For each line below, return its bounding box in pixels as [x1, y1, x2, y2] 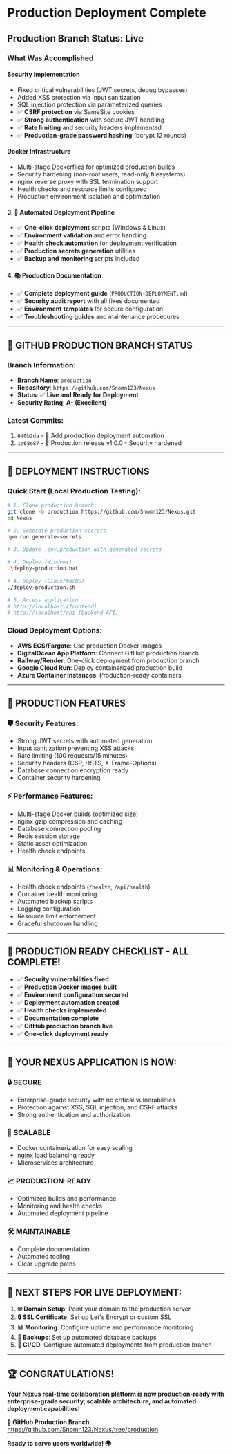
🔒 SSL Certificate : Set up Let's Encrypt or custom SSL [17, 1313, 172, 1321]
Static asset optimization [17, 839, 88, 847]
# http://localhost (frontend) [7, 603, 97, 610]
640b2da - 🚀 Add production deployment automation [17, 431, 164, 440]
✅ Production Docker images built [17, 983, 117, 991]
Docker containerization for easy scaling [17, 1143, 133, 1152]
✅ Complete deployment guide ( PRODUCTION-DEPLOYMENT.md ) [17, 289, 188, 298]
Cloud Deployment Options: [7, 626, 102, 635]
